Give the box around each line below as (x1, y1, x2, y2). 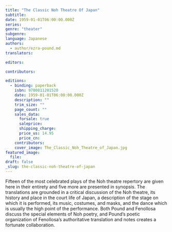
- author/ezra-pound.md (10, 46, 61, 51)
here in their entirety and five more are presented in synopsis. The (5, 183, 145, 190)
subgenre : (5, 31, 27, 36)
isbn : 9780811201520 (14, 88, 59, 93)
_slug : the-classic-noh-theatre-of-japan (5, 164, 95, 169)
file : (10, 154, 22, 160)
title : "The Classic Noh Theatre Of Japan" (5, 7, 100, 13)
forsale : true (18, 117, 50, 122)
